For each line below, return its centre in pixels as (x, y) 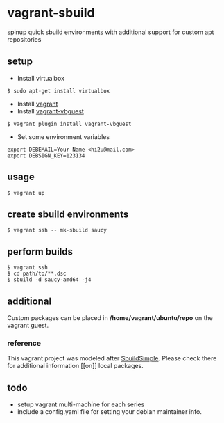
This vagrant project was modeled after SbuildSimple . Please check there (112, 358)
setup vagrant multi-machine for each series (81, 404)
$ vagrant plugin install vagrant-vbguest (69, 124)
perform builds (40, 252)
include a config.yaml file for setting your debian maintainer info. (110, 412)
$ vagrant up (26, 193)
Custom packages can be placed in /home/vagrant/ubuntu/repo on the (110, 318)
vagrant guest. (28, 325)
